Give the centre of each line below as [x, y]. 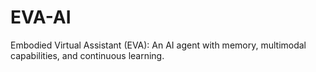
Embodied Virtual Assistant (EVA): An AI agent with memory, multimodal [158, 45]
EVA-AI [41, 17]
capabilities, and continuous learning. [87, 55]
